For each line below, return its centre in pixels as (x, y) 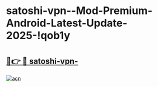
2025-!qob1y (38, 36)
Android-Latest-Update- (67, 23)
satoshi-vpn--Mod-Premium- (79, 11)
